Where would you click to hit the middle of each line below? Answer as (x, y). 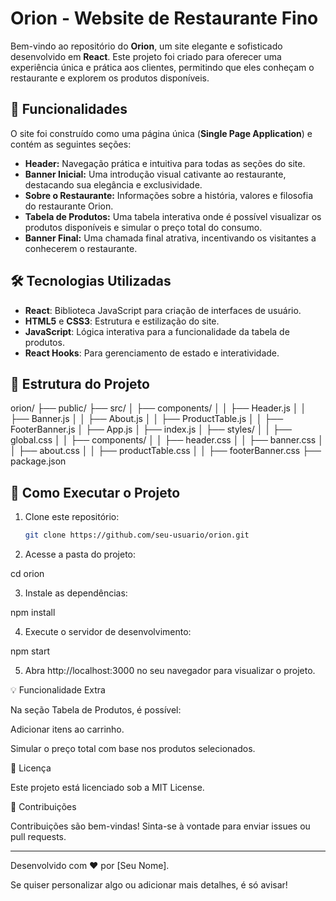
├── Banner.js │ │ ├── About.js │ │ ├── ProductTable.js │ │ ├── (147, 419)
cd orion (27, 574)
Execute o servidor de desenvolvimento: (108, 632)
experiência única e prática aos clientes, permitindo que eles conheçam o (162, 67)
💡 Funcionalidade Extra (58, 690)
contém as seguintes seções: (71, 144)
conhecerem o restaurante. (81, 248)
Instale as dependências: (76, 593)
